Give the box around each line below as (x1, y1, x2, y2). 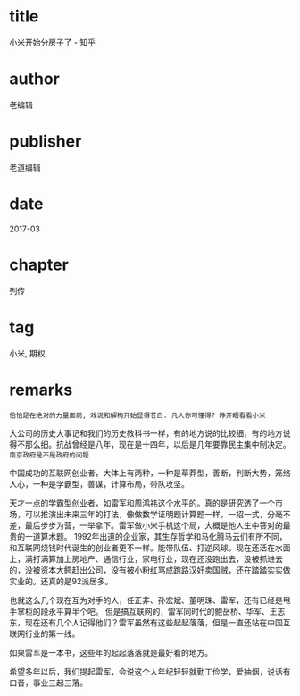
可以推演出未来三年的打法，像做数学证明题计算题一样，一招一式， (24, 508, 268, 519)
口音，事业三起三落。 (9, 677, 87, 688)
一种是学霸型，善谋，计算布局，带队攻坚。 (32, 478, 189, 489)
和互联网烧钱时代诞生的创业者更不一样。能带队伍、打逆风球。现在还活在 (9, 542, 275, 553)
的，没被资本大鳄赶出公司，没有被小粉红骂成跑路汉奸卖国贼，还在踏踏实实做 (9, 565, 291, 575)
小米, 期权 (9, 348, 46, 358)
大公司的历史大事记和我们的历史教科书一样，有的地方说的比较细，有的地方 (9, 427, 283, 439)
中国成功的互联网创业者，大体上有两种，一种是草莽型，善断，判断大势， (9, 467, 275, 478)
